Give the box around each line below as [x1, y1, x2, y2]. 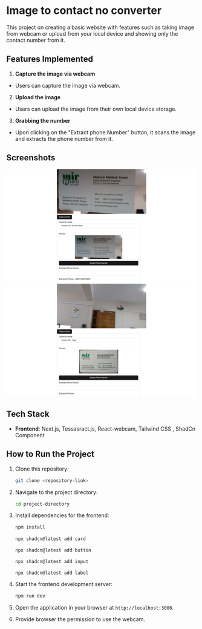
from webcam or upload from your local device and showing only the [6, 30, 178, 37]
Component [15, 431, 45, 438]
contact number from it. [6, 36, 65, 44]
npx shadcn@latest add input [15, 559, 89, 565]
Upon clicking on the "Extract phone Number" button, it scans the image [15, 128, 196, 136]
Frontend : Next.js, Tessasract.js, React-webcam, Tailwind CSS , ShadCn [15, 425, 196, 432]
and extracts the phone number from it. [15, 135, 113, 142]
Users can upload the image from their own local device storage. [15, 105, 177, 112]
